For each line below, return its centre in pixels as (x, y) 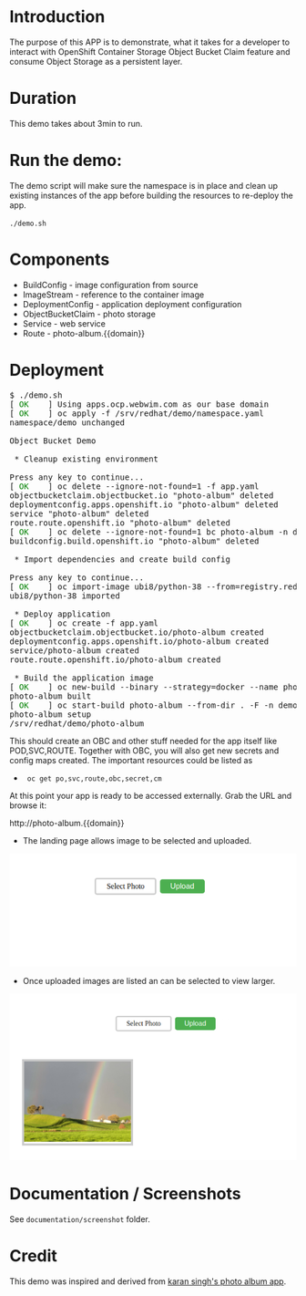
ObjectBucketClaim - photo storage (89, 314)
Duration (43, 98)
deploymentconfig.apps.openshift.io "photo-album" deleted (144, 504)
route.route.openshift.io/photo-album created (115, 659)
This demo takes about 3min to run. (76, 123)
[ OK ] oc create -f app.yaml (84, 623)
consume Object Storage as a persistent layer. (96, 61)
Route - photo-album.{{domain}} (84, 333)
